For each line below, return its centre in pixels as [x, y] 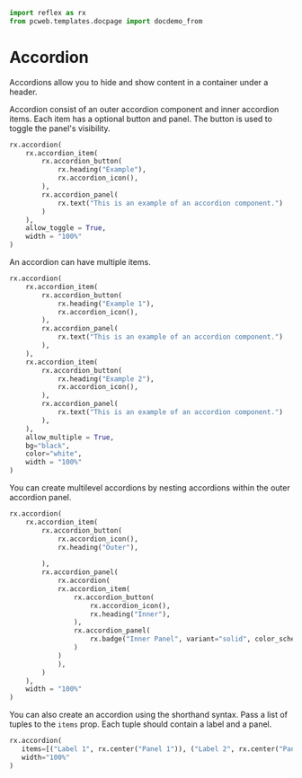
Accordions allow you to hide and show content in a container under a [139, 82]
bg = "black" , [48, 446]
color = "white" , [54, 454]
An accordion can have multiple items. [80, 262]
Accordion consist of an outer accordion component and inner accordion [144, 109]
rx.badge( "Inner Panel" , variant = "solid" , [170, 639]
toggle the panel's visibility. [60, 128]
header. [23, 92]
